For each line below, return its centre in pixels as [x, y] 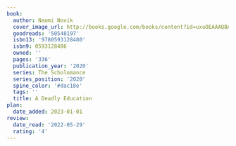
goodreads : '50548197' [46, 33]
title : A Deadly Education [52, 99]
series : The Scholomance [49, 72]
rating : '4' [31, 131]
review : [18, 118]
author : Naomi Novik [43, 20]
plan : [14, 105]
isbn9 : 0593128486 [40, 46]
